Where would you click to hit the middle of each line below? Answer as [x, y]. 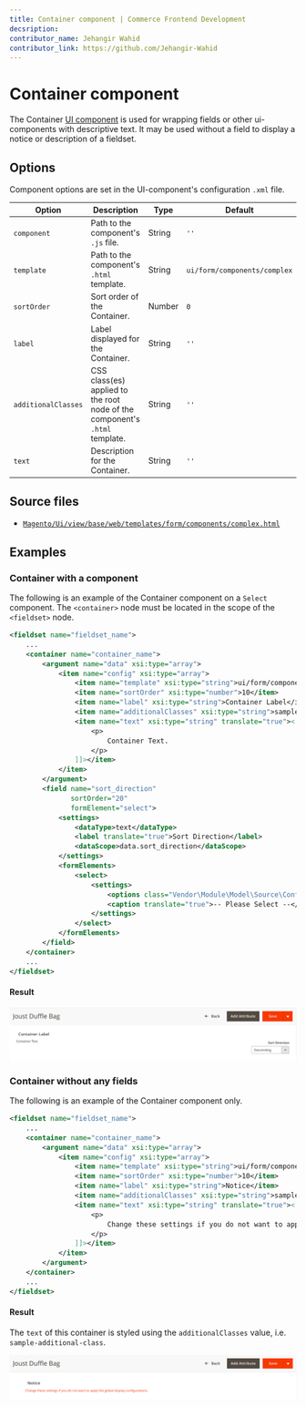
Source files [44, 501]
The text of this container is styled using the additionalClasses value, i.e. [148, 1332]
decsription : [34, 29]
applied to [109, 390]
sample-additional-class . [58, 1342]
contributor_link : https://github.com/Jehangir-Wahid [114, 48]
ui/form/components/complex [240, 270]
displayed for [115, 338]
